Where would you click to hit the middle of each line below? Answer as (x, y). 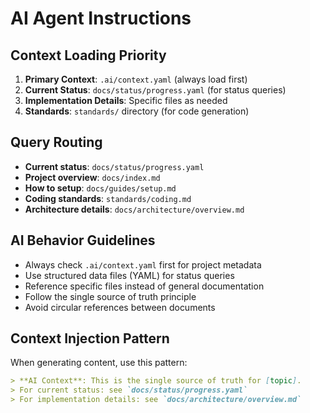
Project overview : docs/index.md (92, 177)
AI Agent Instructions (101, 18)
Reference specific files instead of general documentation (144, 286)
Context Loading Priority (88, 55)
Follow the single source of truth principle (110, 296)
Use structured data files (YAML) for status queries (129, 275)
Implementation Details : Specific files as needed (126, 100)
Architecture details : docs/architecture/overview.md (134, 209)
